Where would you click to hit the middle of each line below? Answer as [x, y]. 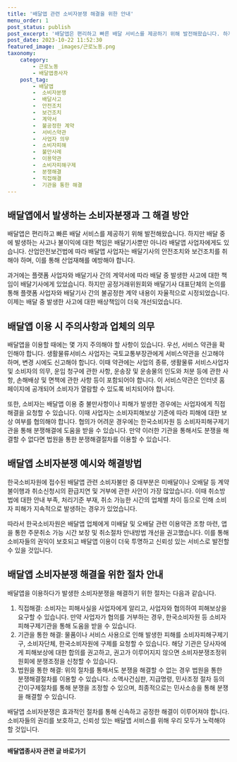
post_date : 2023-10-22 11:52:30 [55, 40]
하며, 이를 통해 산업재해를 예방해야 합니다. [78, 260]
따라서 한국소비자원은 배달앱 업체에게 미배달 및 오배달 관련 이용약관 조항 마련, [114, 524]
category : [35, 60]
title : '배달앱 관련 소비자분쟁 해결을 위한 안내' [71, 14]
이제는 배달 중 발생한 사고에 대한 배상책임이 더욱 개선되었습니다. [95, 302]
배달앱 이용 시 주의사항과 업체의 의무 [81, 326]
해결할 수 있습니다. [50, 696]
